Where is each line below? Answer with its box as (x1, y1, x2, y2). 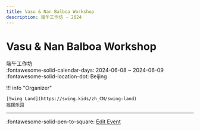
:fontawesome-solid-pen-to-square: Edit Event (6, 118, 121, 125)
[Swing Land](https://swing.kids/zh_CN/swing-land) (6, 96, 137, 102)
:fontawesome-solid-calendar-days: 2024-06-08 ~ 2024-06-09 (6, 66, 164, 74)
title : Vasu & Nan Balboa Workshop (6, 8, 95, 15)
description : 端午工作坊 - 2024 (6, 14, 82, 20)
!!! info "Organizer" (6, 84, 52, 92)
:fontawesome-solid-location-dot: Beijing (6, 73, 107, 80)
